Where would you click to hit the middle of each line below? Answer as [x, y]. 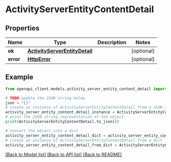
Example [19, 77]
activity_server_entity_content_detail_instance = [60, 112]
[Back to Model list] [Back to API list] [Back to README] [64, 155]
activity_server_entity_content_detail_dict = [55, 136]
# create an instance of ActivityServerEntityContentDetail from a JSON [84, 108]
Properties [22, 28]
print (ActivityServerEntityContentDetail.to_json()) [62, 122]
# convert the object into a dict [42, 131]
